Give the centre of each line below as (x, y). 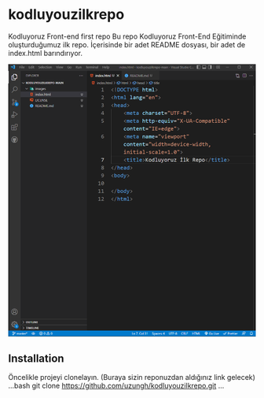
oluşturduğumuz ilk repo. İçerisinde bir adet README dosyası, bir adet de (127, 44)
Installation (36, 358)
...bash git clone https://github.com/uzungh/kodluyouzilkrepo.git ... (116, 386)
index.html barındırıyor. (46, 53)
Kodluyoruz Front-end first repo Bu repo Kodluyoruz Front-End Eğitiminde (127, 36)
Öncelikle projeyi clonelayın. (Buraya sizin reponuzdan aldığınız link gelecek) (132, 378)
